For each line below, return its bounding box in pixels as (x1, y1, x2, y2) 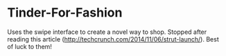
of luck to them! (7, 42, 52, 50)
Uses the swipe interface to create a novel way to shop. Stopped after (7, 28, 207, 36)
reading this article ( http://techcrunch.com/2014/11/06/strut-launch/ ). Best (7, 35, 220, 43)
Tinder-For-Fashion (7, 5, 123, 21)
